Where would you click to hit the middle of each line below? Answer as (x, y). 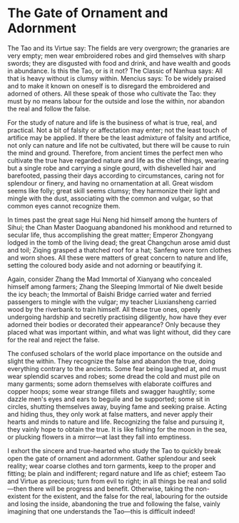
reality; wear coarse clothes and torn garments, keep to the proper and (112, 466)
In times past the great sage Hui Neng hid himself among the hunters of (112, 220)
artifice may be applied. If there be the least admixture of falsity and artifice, (119, 138)
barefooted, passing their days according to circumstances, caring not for (116, 176)
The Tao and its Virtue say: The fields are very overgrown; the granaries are (119, 48)
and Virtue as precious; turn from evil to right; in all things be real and (110, 481)
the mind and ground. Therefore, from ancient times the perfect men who (115, 153)
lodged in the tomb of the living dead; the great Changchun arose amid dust (119, 242)
